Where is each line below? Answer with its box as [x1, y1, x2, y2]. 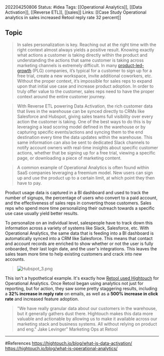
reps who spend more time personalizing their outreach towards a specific [5, 205, 155, 211]
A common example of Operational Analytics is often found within [17, 164, 149, 170]
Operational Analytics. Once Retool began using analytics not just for [5, 280, 143, 286]
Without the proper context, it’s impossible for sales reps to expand [17, 78, 152, 84]
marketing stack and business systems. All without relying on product [17, 321, 157, 327]
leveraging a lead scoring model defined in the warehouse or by [17, 124, 146, 130]
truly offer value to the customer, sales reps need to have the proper [17, 88, 155, 94]
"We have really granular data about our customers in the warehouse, [17, 305, 157, 311]
